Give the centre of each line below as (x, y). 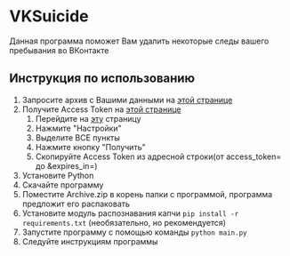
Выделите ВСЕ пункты (77, 137)
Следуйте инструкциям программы (90, 241)
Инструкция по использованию (102, 79)
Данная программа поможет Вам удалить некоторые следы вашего (139, 41)
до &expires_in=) (66, 165)
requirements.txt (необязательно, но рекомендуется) (124, 222)
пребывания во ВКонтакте (59, 50)
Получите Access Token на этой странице (101, 109)
